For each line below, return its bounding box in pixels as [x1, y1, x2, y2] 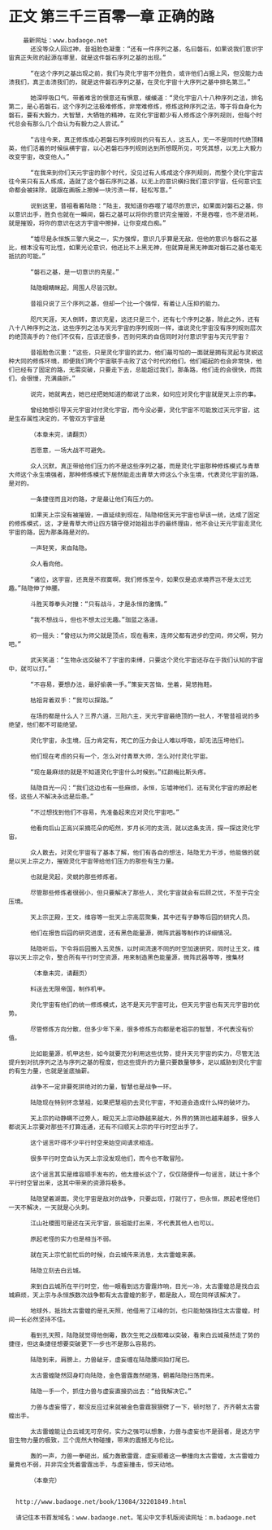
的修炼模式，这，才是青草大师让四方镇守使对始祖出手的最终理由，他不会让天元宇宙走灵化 [8, 519, 262, 528]
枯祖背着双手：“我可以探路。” [29, 696, 114, 705]
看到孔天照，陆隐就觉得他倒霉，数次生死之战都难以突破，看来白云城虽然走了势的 [29, 1331, 260, 1339]
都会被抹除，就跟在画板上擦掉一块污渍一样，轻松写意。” [14, 186, 173, 194]
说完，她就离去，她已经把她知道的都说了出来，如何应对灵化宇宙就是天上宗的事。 [29, 390, 260, 398]
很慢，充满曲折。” [26, 374, 76, 383]
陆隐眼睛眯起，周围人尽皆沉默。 [29, 284, 122, 292]
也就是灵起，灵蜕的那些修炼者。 [29, 873, 122, 881]
